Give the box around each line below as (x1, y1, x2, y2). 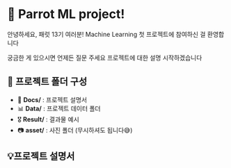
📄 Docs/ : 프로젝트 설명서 (17, 95, 88, 103)
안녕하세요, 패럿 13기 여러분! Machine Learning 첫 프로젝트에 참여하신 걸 (7, 30, 206, 38)
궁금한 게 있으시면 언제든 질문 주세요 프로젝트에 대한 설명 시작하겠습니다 (7, 53, 202, 62)
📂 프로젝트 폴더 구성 (7, 76, 88, 87)
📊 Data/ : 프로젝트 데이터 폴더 (17, 104, 101, 112)
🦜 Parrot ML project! (7, 6, 125, 22)
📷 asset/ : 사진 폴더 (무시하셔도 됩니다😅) (17, 126, 133, 134)
